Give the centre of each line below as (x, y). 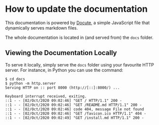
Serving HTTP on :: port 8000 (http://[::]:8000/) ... (63, 88)
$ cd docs (15, 79)
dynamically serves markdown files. (41, 28)
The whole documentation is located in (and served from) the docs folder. (79, 37)
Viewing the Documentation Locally (61, 53)
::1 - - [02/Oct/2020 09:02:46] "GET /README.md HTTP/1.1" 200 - (73, 105)
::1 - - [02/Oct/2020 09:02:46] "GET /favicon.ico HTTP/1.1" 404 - (76, 113)
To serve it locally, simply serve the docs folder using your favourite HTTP (79, 64)
